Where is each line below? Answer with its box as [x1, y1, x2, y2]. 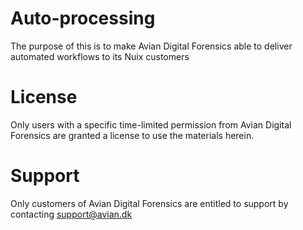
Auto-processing [10, 7, 156, 30]
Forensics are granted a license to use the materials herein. [10, 129, 255, 141]
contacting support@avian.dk [10, 208, 133, 220]
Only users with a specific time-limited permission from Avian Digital [10, 118, 292, 131]
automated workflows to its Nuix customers [10, 50, 190, 62]
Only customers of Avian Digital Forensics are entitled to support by [10, 197, 289, 209]
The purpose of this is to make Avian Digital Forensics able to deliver [10, 40, 293, 52]
